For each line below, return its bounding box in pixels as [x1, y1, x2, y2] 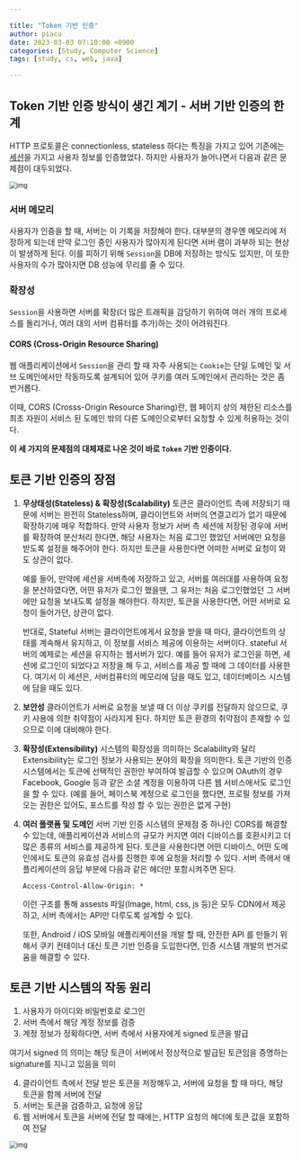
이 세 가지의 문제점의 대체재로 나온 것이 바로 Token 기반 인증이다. [9, 443, 232, 454]
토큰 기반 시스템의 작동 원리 [9, 980, 151, 995]
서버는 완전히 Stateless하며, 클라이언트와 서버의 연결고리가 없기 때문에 [39, 509, 288, 520]
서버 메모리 [9, 204, 55, 216]
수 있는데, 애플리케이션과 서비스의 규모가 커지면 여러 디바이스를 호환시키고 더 [22, 829, 292, 840]
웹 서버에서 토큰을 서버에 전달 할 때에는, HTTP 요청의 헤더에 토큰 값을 [22, 1111, 267, 1122]
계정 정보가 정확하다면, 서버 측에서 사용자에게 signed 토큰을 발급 [22, 1028, 249, 1039]
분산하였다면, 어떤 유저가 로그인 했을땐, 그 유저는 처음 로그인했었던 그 [31, 584, 274, 595]
